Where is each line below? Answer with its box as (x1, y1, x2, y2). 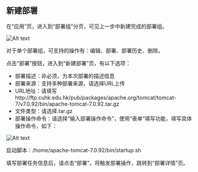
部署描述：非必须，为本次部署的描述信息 (14, 72, 115, 79)
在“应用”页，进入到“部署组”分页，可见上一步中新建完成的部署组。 (6, 23, 167, 30)
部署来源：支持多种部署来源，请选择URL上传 (14, 79, 126, 87)
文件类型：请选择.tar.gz (14, 107, 73, 115)
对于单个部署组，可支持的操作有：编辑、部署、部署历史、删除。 (6, 47, 163, 54)
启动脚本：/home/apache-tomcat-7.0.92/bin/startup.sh (6, 146, 142, 153)
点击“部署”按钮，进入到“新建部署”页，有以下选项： (6, 59, 131, 67)
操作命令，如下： (14, 122, 57, 130)
